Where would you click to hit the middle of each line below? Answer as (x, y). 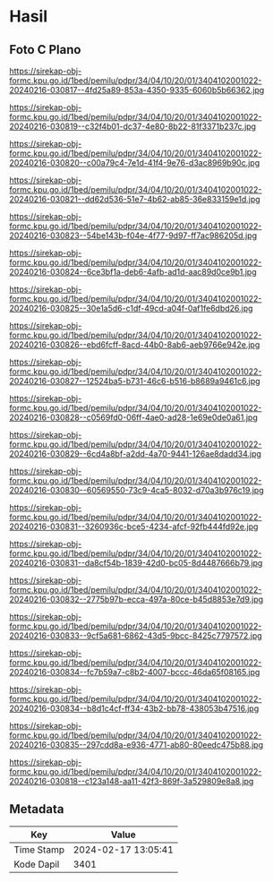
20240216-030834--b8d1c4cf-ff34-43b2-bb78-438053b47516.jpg (134, 708)
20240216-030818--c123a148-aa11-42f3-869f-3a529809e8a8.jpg (132, 781)
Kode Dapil (37, 864)
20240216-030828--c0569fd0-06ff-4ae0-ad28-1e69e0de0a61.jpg (133, 417)
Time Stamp (39, 850)
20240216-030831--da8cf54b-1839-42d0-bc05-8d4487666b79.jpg (136, 563)
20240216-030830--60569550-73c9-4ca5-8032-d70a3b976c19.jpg (136, 490)
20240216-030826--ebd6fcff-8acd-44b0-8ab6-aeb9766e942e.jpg (135, 345)
